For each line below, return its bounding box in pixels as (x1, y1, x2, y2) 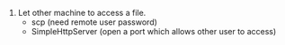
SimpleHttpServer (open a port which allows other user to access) (31, 26, 277, 36)
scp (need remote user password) (31, 17, 157, 27)
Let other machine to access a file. (17, 8, 147, 18)
